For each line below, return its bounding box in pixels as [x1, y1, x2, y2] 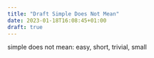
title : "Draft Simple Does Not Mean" [7, 10, 120, 18]
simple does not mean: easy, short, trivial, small [7, 43, 148, 52]
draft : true [7, 23, 43, 30]
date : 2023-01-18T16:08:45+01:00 [7, 17, 107, 24]
